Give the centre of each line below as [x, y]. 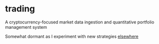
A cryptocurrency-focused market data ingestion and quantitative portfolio [80, 22]
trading [20, 9]
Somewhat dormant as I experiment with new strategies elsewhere [72, 36]
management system [26, 27]
